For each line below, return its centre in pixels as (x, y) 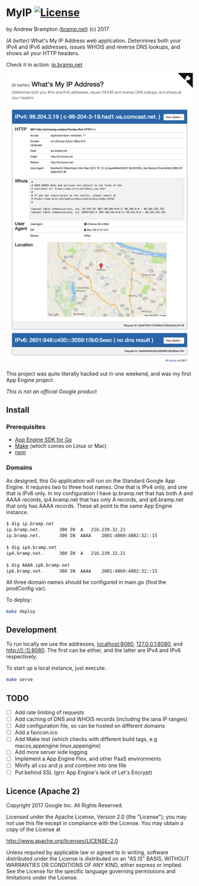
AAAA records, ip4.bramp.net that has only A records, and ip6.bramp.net (95, 499)
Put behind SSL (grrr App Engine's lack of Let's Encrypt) (84, 772)
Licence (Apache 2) (43, 791)
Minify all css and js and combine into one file (70, 765)
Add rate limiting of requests (49, 712)
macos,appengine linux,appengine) (58, 746)
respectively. (22, 657)
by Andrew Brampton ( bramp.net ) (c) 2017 (58, 29)
